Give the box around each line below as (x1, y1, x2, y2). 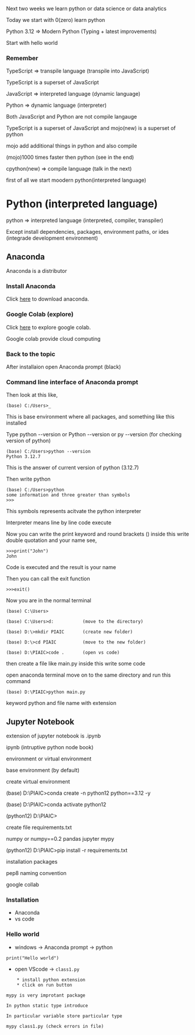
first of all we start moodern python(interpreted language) (6, 177, 147, 184)
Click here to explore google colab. (6, 324, 91, 331)
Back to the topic (6, 350, 56, 358)
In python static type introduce (6, 1003, 88, 1008)
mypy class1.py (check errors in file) (6, 1023, 104, 1029)
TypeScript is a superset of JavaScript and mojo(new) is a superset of (6, 125, 176, 132)
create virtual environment (6, 778, 71, 785)
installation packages (6, 858, 58, 866)
